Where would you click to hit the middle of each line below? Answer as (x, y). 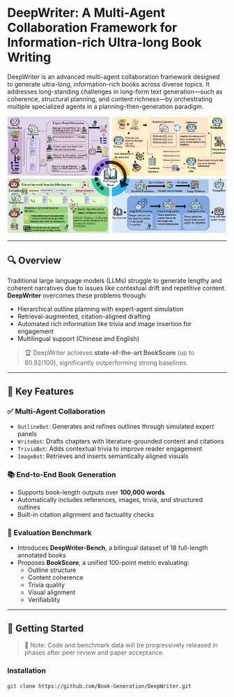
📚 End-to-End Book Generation (62, 474)
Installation (27, 670)
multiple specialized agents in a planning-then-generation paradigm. (106, 106)
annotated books (41, 555)
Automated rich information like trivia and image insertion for (104, 324)
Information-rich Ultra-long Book (104, 43)
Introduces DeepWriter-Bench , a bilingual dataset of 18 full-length (112, 548)
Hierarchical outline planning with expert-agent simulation (100, 309)
